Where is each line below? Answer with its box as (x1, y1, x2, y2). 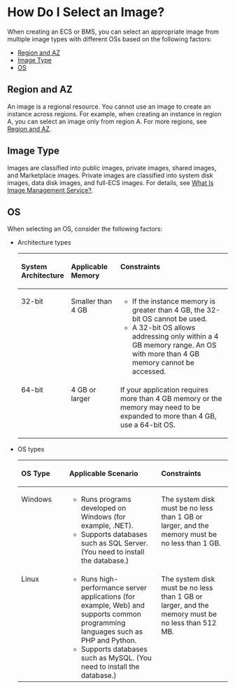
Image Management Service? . (7, 186, 94, 194)
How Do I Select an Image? (7, 4, 165, 20)
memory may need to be (120, 402, 201, 412)
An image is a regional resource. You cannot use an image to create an (7, 102, 211, 111)
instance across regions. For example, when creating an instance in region (7, 109, 222, 118)
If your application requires (120, 385, 208, 395)
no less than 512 (160, 618, 217, 628)
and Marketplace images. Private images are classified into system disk (7, 171, 213, 179)
